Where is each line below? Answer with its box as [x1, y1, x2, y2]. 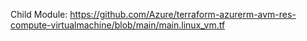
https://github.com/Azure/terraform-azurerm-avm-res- [69, 9, 297, 20]
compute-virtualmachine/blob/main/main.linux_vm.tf [10, 19, 226, 31]
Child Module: [10, 9, 68, 20]
